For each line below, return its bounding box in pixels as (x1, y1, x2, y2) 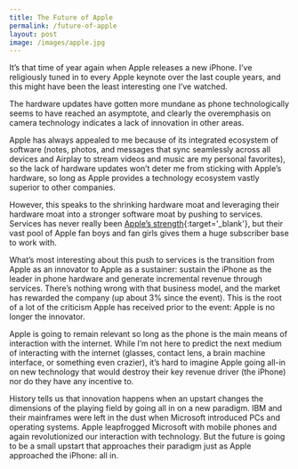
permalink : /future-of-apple (9, 21, 117, 30)
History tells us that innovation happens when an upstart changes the (9, 393, 264, 404)
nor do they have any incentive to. (9, 376, 134, 387)
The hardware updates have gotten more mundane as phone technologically (9, 99, 290, 110)
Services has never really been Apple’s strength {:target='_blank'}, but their (9, 218, 283, 229)
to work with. (9, 237, 58, 248)
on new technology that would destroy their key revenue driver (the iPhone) (9, 366, 286, 377)
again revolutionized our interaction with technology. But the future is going (9, 432, 286, 442)
